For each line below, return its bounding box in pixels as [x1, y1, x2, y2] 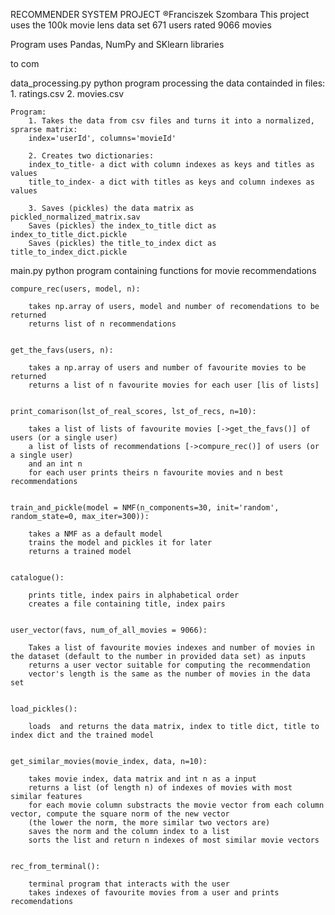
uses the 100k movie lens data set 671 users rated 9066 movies [10, 19, 272, 31]
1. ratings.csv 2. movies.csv [10, 88, 125, 99]
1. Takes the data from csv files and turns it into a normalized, [28, 116, 315, 126]
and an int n [28, 459, 83, 469]
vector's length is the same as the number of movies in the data [28, 669, 311, 679]
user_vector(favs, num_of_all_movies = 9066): [10, 625, 208, 635]
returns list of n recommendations [28, 319, 177, 329]
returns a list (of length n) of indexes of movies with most [28, 783, 293, 793]
